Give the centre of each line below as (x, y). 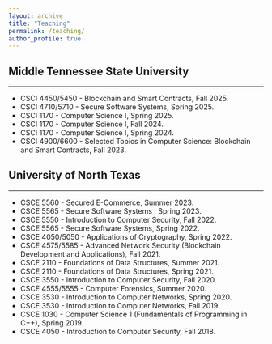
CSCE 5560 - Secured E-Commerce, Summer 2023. (107, 202)
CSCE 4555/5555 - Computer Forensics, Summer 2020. (113, 288)
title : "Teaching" (39, 23)
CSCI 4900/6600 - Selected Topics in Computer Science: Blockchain (135, 142)
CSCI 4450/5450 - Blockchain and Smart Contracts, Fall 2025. (124, 99)
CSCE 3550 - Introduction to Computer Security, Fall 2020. (118, 279)
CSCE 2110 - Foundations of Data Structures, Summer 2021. (120, 262)
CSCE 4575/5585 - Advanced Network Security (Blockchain (120, 245)
